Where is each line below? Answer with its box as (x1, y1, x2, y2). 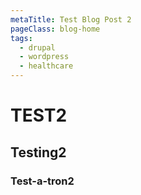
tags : (10, 33, 33, 43)
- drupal (19, 42, 56, 53)
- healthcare (19, 61, 74, 71)
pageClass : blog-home (10, 24, 101, 34)
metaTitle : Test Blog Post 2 (10, 14, 132, 25)
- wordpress (19, 52, 70, 62)
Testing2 (10, 144, 67, 161)
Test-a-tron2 (10, 174, 75, 188)
